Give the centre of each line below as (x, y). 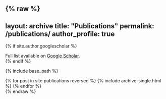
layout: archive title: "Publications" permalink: (80, 26)
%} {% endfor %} (23, 86)
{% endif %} (18, 61)
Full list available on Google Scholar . (43, 56)
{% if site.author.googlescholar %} (41, 46)
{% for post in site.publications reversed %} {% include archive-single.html (83, 81)
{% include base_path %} (32, 71)
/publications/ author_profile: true (60, 34)
